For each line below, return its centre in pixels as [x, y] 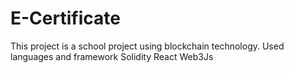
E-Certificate [65, 18]
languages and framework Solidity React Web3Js [112, 56]
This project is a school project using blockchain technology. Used [147, 46]
